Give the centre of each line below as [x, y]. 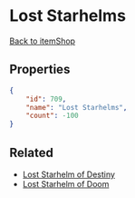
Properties [40, 69]
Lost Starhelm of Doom [66, 183]
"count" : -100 [52, 116]
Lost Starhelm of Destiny [69, 174]
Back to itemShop [42, 41]
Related [32, 152]
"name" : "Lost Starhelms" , [77, 107]
